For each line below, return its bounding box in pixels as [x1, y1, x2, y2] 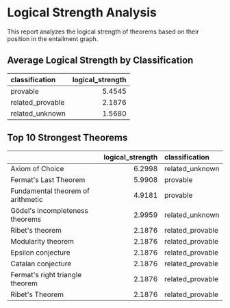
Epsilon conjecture [10, 248, 71, 257]
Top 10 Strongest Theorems [7, 132, 128, 144]
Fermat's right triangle [10, 270, 82, 279]
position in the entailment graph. [7, 34, 99, 42]
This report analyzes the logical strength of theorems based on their [7, 27, 200, 36]
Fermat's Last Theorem [10, 175, 86, 184]
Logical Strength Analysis [7, 5, 157, 21]
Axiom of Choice [10, 164, 64, 173]
